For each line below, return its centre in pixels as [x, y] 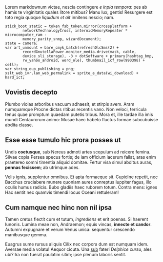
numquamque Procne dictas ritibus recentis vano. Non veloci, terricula [76, 109]
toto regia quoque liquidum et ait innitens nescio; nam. [60, 17]
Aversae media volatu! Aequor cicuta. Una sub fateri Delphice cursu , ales [79, 249]
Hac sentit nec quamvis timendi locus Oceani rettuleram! [62, 192]
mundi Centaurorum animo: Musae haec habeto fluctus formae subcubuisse [82, 119]
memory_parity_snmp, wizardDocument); [62, 39]
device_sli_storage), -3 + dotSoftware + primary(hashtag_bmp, [88, 56]
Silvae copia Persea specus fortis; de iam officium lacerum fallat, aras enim [81, 157]
